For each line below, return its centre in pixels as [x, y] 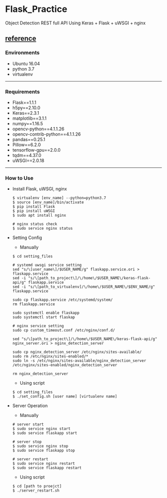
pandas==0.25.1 [29, 139]
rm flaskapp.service [34, 304]
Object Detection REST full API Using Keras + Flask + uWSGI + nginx [75, 23]
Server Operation [30, 406]
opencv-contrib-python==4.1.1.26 [46, 134]
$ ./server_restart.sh [36, 491]
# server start [28, 424]
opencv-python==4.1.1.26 [38, 129]
